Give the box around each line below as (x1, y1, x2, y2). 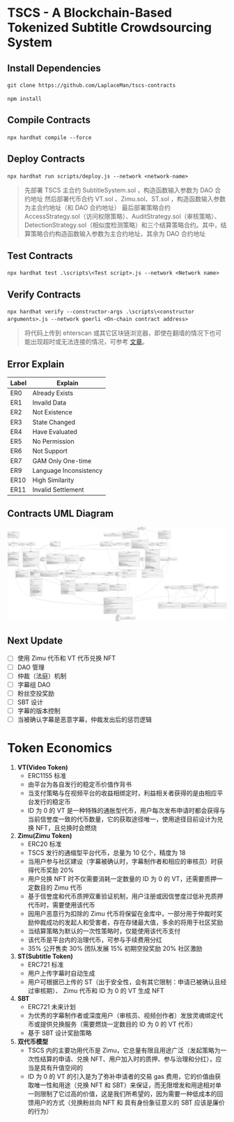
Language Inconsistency (32, 466, 103, 474)
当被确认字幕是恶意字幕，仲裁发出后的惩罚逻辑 (17, 715, 152, 724)
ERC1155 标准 (27, 771, 67, 779)
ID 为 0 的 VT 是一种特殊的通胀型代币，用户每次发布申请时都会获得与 (27, 806, 226, 814)
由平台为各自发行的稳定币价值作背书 (27, 780, 132, 788)
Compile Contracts (7, 114, 91, 126)
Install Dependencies (7, 62, 101, 74)
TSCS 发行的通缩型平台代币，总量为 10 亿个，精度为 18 (27, 848, 186, 857)
